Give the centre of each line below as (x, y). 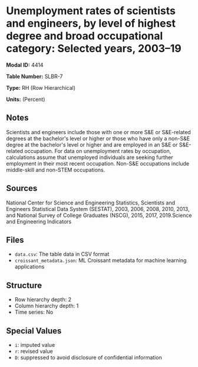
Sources (22, 188)
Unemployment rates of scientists (91, 11)
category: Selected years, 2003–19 (94, 49)
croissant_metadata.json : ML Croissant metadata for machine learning (100, 261)
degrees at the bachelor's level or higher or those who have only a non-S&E (98, 138)
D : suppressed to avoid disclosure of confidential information (88, 358)
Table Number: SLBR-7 (34, 76)
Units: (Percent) (26, 99)
